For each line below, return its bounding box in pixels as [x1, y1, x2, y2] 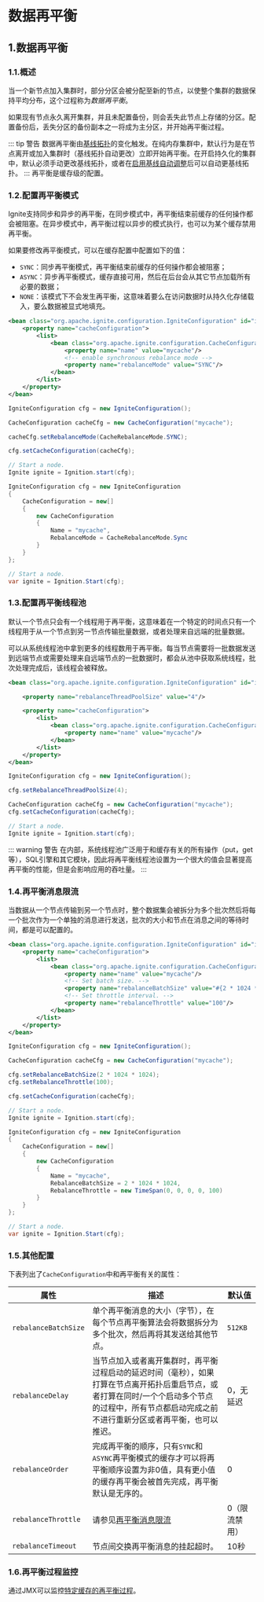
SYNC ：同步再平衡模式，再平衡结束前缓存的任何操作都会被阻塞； [19, 263, 227, 272]
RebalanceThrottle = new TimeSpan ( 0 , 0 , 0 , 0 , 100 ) [49, 1186, 223, 1195]
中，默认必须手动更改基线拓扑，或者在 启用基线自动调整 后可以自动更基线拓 [8, 158, 249, 167]
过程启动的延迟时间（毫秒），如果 [92, 1367, 214, 1378]
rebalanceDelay [12, 1391, 69, 1400]
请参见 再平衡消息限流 [92, 1515, 171, 1526]
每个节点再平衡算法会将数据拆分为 [92, 1317, 218, 1328]
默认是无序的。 [92, 1488, 148, 1499]
